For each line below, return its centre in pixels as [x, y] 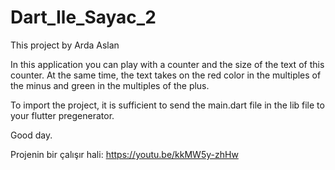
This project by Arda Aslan [65, 45]
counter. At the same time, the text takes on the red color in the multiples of [166, 75]
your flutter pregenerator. [62, 115]
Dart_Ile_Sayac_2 [83, 17]
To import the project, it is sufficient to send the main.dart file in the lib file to [167, 105]
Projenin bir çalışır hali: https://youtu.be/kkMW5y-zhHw [124, 154]
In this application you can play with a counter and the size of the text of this [167, 64]
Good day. [31, 135]
